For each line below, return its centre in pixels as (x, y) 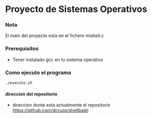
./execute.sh (19, 83)
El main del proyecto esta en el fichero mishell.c (55, 35)
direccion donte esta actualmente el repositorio (61, 105)
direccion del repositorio (31, 94)
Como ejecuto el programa (38, 72)
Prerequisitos (22, 48)
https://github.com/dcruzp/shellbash (50, 110)
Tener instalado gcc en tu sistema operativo (58, 59)
